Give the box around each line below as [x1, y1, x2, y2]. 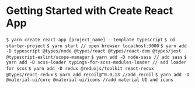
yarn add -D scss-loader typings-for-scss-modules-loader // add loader [6, 59, 187, 65]
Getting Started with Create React [6, 4, 173, 17]
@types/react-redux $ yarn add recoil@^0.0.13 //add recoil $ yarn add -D [6, 72, 190, 78]
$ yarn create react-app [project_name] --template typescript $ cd [6, 37, 175, 43]
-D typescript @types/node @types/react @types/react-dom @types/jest [6, 48, 182, 54]
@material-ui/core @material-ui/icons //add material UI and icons [6, 77, 174, 83]
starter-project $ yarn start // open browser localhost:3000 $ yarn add [6, 43, 187, 49]
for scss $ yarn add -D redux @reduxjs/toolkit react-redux [6, 65, 154, 71]
